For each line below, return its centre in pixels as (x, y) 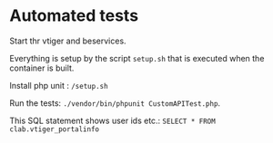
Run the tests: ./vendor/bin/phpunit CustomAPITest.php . (115, 103)
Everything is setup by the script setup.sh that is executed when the (137, 58)
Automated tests (74, 16)
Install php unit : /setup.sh (59, 85)
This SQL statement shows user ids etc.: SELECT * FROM (112, 120)
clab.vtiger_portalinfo (55, 129)
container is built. (42, 68)
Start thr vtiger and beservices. (68, 41)
